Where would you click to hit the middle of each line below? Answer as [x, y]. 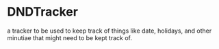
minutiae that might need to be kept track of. [69, 37]
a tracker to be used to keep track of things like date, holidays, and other [109, 31]
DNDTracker [43, 12]
